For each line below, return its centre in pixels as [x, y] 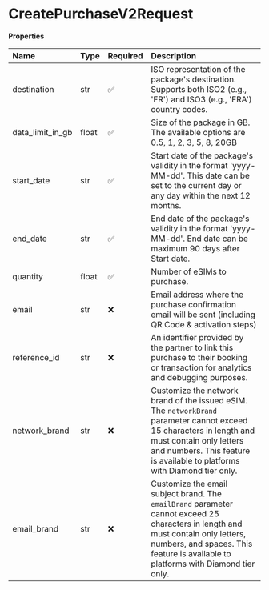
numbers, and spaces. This [202, 544]
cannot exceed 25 [185, 513]
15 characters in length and [203, 431]
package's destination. [193, 79]
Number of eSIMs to [189, 271]
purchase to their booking [199, 357]
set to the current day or [196, 185]
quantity [28, 276]
